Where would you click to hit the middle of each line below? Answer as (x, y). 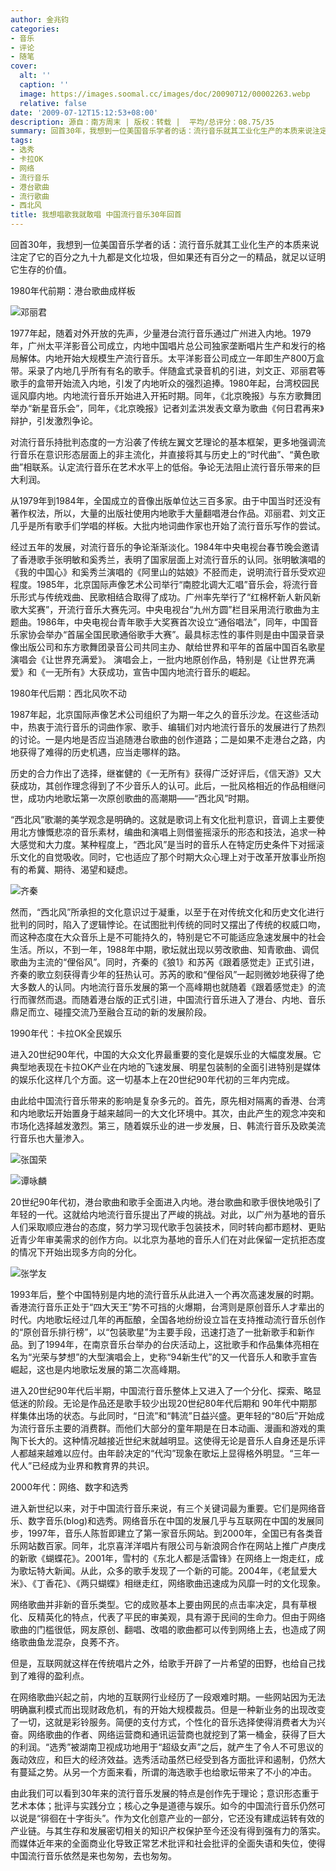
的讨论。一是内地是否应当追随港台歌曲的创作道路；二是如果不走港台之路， (163, 739)
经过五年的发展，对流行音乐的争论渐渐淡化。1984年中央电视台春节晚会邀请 (165, 547)
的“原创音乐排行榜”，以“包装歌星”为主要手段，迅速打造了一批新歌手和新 (158, 1332)
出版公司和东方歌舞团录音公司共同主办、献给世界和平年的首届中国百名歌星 (172, 647)
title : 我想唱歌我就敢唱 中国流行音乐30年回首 (96, 215)
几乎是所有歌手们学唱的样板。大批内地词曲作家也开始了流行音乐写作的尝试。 (168, 525)
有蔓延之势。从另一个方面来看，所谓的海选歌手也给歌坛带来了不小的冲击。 (163, 1772)
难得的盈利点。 (58, 1675)
